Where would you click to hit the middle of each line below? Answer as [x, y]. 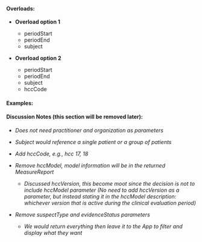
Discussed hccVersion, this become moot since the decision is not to [109, 184]
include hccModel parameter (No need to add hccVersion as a [102, 190]
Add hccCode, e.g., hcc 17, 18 [52, 154]
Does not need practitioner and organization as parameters [89, 130]
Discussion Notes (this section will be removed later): [75, 117]
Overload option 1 [37, 22]
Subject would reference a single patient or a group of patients [93, 142]
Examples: [20, 103]
